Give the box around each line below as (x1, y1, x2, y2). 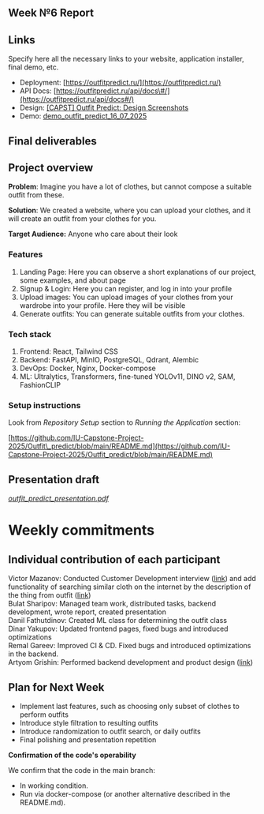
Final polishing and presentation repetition (19, 734, 157, 745)
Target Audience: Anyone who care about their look (8, 229, 178, 239)
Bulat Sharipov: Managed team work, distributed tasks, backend (8, 599, 217, 609)
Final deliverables (8, 134, 97, 148)
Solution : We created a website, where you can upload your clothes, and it (8, 205, 251, 216)
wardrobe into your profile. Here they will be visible (19, 300, 186, 310)
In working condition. (19, 781, 89, 790)
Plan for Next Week (8, 681, 105, 694)
